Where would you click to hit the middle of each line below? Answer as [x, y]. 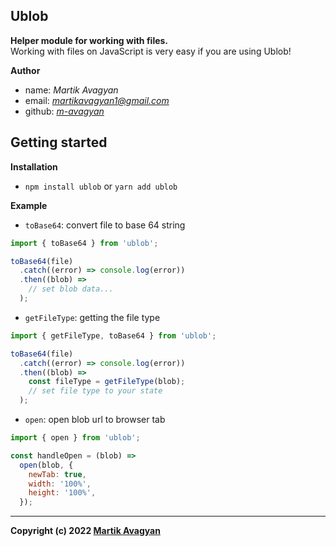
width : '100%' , [60, 484]
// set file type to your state [95, 391]
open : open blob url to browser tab [95, 419]
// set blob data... [71, 289]
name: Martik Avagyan [71, 90]
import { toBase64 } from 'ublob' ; [84, 243]
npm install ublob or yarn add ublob [101, 186]
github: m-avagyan [64, 111]
